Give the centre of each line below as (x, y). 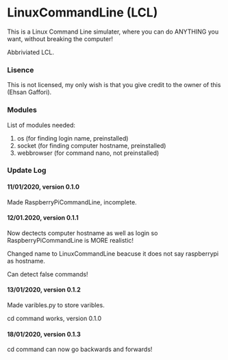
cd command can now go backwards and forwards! (80, 349)
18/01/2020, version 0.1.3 (44, 334)
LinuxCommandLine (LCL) (83, 13)
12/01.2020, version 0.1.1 (43, 218)
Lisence (21, 70)
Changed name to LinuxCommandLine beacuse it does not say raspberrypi (113, 253)
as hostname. (26, 261)
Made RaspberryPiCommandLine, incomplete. (72, 202)
